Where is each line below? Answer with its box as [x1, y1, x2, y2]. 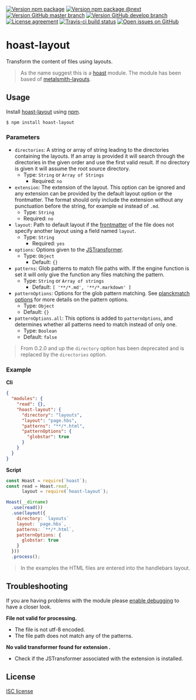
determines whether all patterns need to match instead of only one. [14, 321, 177, 328]
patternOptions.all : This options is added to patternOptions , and [14, 315, 173, 322]
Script [6, 466, 22, 474]
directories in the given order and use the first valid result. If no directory [14, 159, 190, 166]
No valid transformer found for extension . [6, 643, 111, 651]
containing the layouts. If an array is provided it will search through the [14, 153, 185, 160]
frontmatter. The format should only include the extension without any [14, 197, 183, 204]
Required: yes [32, 240, 65, 247]
